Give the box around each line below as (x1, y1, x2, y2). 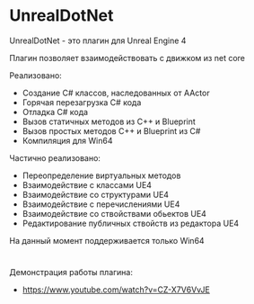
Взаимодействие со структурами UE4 (22, 189, 169, 200)
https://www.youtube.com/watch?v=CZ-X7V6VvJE (22, 284, 211, 295)
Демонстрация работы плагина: (9, 267, 133, 278)
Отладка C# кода (22, 106, 88, 117)
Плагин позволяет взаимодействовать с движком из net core (9, 52, 245, 63)
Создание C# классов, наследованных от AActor (22, 87, 210, 98)
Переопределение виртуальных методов (22, 170, 181, 181)
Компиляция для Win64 (22, 135, 113, 146)
